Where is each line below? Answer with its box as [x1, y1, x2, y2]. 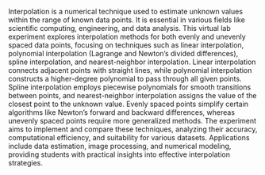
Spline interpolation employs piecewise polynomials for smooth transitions [8, 82, 252, 92]
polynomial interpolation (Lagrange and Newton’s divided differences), [8, 49, 239, 58]
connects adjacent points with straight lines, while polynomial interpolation [8, 66, 252, 74]
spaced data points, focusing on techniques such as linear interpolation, [8, 40, 244, 50]
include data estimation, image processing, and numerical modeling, [8, 142, 232, 150]
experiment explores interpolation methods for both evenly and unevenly [8, 32, 246, 41]
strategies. [8, 158, 44, 167]
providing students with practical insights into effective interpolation [8, 150, 230, 159]
